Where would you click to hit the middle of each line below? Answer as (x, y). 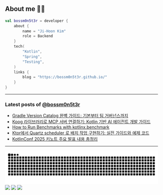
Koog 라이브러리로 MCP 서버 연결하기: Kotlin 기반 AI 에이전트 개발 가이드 (81, 122)
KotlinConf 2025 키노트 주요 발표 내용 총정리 (55, 139)
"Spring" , (32, 56)
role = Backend (38, 36)
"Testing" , (33, 62)
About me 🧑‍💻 (25, 9)
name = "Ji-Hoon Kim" (44, 31)
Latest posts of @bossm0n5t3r (43, 104)
